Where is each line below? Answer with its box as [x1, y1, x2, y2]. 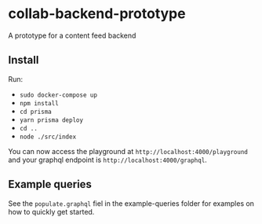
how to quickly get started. [8, 207, 95, 216]
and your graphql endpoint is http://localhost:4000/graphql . [8, 155, 208, 164]
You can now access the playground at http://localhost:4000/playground [8, 146, 249, 156]
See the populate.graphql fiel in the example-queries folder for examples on [8, 198, 255, 208]
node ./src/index [19, 133, 77, 141]
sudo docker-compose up [19, 91, 98, 99]
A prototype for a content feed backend [8, 31, 136, 40]
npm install [19, 99, 59, 107]
